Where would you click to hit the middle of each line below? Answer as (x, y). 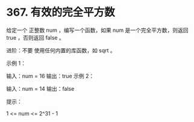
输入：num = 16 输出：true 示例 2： (50, 76)
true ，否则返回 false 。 (35, 37)
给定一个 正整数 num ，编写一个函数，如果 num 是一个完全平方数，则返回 (97, 30)
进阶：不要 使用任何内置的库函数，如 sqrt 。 (61, 50)
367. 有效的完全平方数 (61, 12)
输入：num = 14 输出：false (40, 88)
